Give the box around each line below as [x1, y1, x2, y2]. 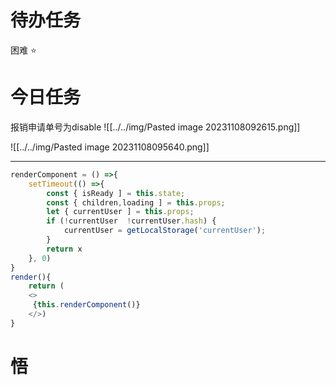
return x [46, 244, 83, 254]
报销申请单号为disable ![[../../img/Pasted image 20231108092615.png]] [10, 121, 301, 133]
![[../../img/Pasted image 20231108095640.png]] [10, 141, 210, 153]
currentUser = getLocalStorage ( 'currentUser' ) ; [63, 226, 267, 236]
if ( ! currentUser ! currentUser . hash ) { [46, 216, 217, 226]
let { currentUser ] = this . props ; [46, 207, 195, 217]
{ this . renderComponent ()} [32, 300, 141, 310]
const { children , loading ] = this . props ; [46, 197, 226, 208]
